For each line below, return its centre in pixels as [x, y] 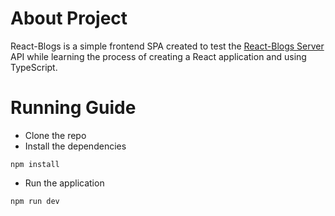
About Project [69, 18]
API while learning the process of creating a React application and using [158, 56]
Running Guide [73, 108]
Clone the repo [55, 135]
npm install [35, 164]
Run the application [64, 183]
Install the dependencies [75, 146]
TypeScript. [34, 67]
